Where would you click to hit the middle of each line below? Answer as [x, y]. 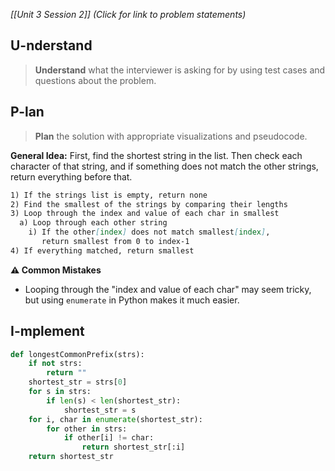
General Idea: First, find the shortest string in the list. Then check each [156, 155]
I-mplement [47, 331]
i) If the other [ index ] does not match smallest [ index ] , [149, 232]
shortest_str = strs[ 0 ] [78, 382]
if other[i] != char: [109, 438]
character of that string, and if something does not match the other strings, [164, 166]
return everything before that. [71, 176]
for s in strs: [60, 392]
